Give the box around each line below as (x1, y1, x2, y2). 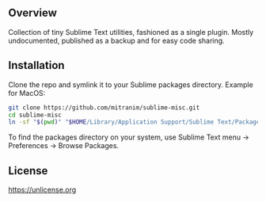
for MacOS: (8, 88, 46, 97)
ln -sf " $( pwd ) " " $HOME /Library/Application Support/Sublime (8, 118, 215, 126)
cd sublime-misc (8, 111, 62, 119)
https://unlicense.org (8, 185, 77, 195)
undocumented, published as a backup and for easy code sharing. (8, 36, 225, 45)
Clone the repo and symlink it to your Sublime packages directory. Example (8, 79, 253, 90)
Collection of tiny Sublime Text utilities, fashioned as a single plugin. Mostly (8, 27, 254, 36)
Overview (8, 6, 58, 20)
